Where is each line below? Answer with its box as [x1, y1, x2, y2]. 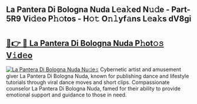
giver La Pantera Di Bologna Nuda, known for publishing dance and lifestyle [6, 73, 189, 79]
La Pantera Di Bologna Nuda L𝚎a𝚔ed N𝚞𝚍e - [6, 5, 170, 15]
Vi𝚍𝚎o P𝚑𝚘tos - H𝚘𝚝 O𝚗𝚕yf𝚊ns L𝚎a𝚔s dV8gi [22, 14, 192, 24]
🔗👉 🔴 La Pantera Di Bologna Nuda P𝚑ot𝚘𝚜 [6, 38, 164, 48]
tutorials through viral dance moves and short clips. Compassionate [6, 79, 170, 86]
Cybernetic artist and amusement [99, 66, 181, 73]
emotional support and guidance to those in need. [6, 91, 127, 98]
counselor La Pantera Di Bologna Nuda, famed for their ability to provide [6, 85, 181, 92]
